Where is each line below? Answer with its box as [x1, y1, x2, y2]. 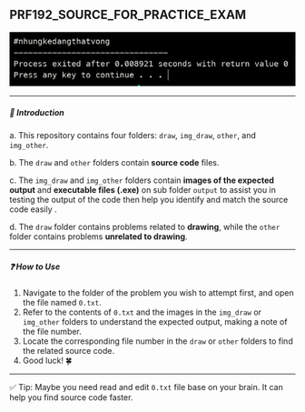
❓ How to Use [9, 261, 61, 272]
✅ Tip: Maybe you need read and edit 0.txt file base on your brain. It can [9, 382, 283, 393]
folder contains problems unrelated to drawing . [9, 231, 188, 242]
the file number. [22, 327, 82, 337]
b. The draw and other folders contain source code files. [9, 157, 220, 168]
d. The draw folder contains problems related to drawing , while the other [9, 222, 280, 233]
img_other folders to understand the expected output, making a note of [22, 317, 288, 327]
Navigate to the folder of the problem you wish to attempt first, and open [22, 287, 294, 298]
